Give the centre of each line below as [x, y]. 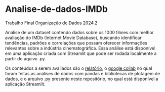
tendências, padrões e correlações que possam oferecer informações [76, 43]
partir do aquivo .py [25, 58]
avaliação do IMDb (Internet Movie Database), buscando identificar [73, 38]
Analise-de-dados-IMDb [56, 9]
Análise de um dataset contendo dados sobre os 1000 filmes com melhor [80, 32]
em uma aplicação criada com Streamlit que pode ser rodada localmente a [81, 53]
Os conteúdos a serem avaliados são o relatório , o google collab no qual [79, 68]
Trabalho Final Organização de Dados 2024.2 [51, 23]
